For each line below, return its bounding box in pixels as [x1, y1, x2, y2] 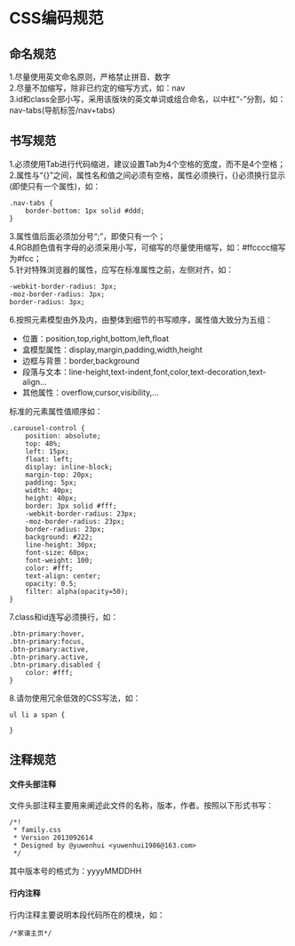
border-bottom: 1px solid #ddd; [25, 206, 145, 215]
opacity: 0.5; [25, 579, 77, 588]
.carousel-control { [9, 423, 86, 432]
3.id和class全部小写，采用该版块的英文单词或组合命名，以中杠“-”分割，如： [9, 94, 286, 104]
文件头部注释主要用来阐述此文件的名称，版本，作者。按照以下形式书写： [9, 800, 274, 811]
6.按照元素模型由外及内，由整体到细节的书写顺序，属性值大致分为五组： [9, 314, 274, 325]
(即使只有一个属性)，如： [9, 180, 101, 191]
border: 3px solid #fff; [25, 501, 117, 510]
